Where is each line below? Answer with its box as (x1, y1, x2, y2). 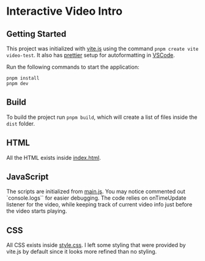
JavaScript (6, 172, 49, 182)
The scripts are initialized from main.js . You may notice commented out (6, 188, 185, 195)
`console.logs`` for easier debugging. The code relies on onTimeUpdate (6, 194, 187, 202)
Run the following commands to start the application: (6, 63, 140, 70)
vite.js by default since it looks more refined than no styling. (6, 248, 157, 255)
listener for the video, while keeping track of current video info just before (6, 201, 193, 208)
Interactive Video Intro (6, 4, 123, 18)
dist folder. (6, 119, 35, 127)
